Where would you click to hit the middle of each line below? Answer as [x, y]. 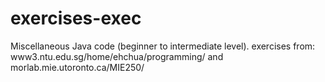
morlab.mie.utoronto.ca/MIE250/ [77, 67]
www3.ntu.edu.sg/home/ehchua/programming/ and [117, 56]
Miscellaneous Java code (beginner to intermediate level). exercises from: [163, 46]
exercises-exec [76, 18]
